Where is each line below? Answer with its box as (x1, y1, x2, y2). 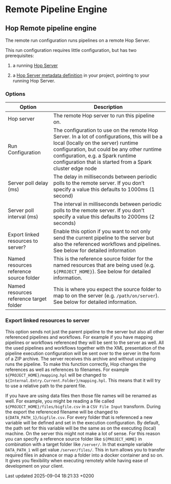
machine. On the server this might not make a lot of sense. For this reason (5, 430, 160, 436)
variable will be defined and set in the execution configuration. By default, (5, 419, 160, 425)
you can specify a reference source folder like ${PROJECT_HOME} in (5, 436, 142, 442)
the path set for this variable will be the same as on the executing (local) (5, 425, 157, 431)
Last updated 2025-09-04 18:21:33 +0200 (5, 472, 94, 479)
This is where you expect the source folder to (53, 286, 162, 293)
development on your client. (5, 463, 64, 469)
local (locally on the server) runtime (53, 139, 138, 147)
